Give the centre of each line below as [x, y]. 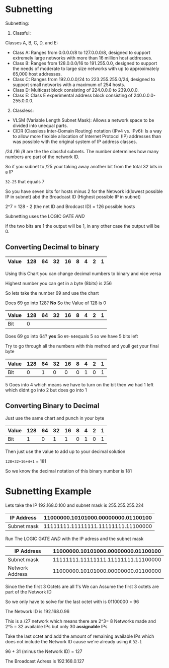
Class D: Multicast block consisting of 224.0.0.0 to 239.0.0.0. [76, 90]
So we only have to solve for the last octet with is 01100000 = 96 [72, 602]
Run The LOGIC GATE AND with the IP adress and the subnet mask [74, 539]
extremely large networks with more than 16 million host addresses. [82, 58]
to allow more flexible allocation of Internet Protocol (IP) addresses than [87, 136]
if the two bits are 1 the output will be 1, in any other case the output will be [82, 226]
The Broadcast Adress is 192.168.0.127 [45, 661]
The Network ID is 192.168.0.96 [37, 611]
